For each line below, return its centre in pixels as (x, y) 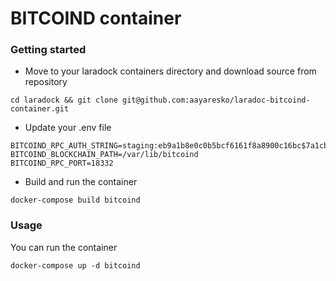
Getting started (48, 50)
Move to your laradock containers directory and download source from (170, 71)
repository (46, 82)
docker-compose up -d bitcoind (75, 265)
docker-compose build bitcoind (75, 200)
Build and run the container (81, 182)
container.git (40, 109)
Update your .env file (68, 128)
